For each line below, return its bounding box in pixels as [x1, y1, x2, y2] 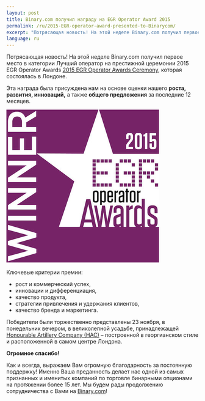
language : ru [6, 35, 40, 42]
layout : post [6, 10, 40, 16]
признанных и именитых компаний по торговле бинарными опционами [6, 375, 193, 382]
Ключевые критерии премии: [6, 269, 83, 276]
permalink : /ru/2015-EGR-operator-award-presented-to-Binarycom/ [6, 23, 176, 29]
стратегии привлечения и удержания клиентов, [15, 300, 140, 307]
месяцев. [6, 98, 31, 105]
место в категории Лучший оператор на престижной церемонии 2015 [6, 60, 189, 67]
